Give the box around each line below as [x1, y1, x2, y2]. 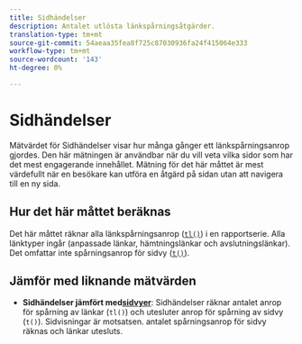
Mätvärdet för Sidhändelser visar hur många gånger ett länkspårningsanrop [9, 140, 290, 150]
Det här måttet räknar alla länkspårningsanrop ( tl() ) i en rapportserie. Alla [9, 228, 286, 239]
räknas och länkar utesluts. [22, 326, 124, 337]
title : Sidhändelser [9, 13, 87, 23]
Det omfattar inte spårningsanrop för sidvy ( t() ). [9, 247, 190, 258]
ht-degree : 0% [9, 64, 63, 73]
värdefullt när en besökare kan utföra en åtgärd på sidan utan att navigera [9, 168, 284, 179]
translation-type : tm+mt [9, 30, 103, 39]
